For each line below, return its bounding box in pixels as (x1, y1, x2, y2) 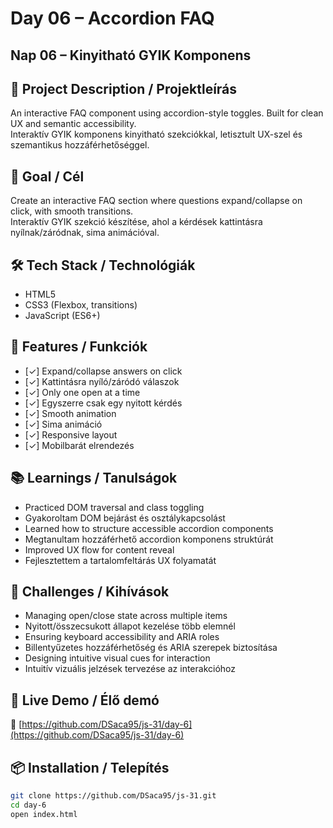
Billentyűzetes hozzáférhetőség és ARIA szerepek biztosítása (24, 642, 278, 654)
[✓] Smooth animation (24, 407, 117, 419)
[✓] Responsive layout (24, 428, 118, 441)
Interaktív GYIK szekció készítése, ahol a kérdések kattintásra (10, 216, 263, 228)
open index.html (10, 809, 78, 819)
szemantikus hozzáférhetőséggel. (10, 139, 150, 151)
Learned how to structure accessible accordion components (24, 522, 274, 534)
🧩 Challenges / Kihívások (10, 583, 170, 601)
